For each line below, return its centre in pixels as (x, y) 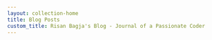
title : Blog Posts (33, 20)
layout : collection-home (43, 13)
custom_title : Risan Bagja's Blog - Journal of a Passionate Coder (106, 26)
